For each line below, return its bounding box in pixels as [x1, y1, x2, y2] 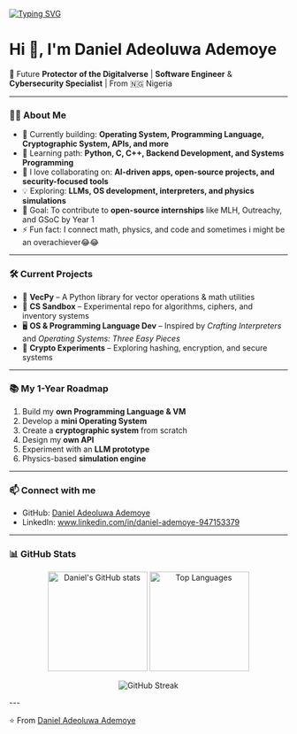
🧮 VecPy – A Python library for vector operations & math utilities [21, 291, 255, 302]
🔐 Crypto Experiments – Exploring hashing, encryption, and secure [21, 342, 268, 353]
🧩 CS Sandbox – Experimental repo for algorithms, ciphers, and [21, 301, 254, 312]
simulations [21, 196, 66, 206]
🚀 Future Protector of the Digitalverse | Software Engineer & [9, 68, 232, 79]
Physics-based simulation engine [21, 452, 147, 464]
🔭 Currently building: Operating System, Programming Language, [21, 129, 264, 140]
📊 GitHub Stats [9, 548, 77, 560]
